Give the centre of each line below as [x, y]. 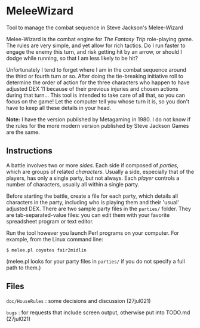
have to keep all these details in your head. [59, 108]
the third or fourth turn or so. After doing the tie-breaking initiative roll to [95, 76]
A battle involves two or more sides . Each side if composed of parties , [93, 165]
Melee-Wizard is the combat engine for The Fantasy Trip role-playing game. [100, 39]
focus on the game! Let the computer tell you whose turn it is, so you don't [98, 101]
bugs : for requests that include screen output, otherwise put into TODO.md [98, 312]
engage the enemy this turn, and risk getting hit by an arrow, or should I [94, 51]
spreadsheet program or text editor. [50, 221]
